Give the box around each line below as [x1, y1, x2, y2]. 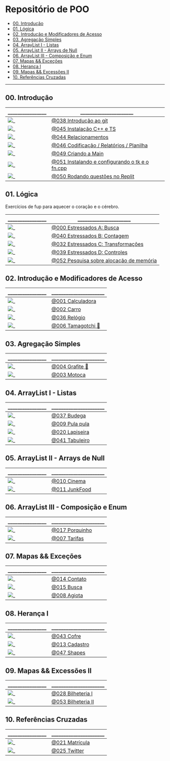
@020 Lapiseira [51, 429, 90, 435]
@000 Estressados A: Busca [51, 224, 119, 231]
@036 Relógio [51, 314, 86, 321]
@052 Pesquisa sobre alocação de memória [51, 257, 157, 264]
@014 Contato [51, 576, 87, 583]
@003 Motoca [51, 371, 86, 378]
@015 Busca [51, 584, 82, 591]
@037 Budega [51, 412, 86, 419]
